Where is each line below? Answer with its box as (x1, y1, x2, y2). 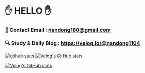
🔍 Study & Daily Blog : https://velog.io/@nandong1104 (5, 40, 141, 47)
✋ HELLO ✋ (5, 5, 52, 17)
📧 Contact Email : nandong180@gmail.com (5, 27, 111, 34)
